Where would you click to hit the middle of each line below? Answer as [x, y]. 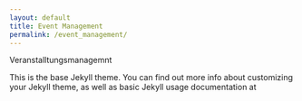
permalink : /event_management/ [68, 34]
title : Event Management [56, 26]
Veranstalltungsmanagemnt [61, 60]
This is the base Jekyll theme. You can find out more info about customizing [151, 78]
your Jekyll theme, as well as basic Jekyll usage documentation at [133, 87]
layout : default [40, 18]
